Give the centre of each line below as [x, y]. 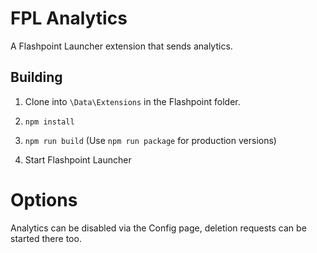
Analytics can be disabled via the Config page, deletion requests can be [158, 228]
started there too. [46, 238]
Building [36, 77]
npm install [49, 122]
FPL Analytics [69, 18]
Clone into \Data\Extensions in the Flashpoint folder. [132, 101]
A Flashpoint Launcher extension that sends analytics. [121, 46]
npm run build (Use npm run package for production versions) [150, 140]
